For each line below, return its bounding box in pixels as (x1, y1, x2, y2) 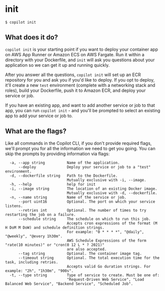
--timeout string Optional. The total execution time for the (18, 255, 160, 260)
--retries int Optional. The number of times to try (18, 208, 147, 213)
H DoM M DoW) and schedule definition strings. (5, 225, 105, 230)
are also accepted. (66, 247, 107, 251)
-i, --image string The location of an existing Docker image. (9, 186, 158, 191)
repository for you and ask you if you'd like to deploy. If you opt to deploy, (5, 77, 155, 83)
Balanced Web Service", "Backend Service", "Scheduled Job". (5, 281, 133, 286)
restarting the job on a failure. (5, 212, 76, 217)
